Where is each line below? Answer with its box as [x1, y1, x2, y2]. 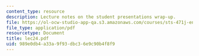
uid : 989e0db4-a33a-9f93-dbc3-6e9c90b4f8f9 [6, 41, 115, 47]
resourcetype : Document [6, 30, 65, 36]
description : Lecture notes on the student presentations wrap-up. [6, 14, 176, 20]
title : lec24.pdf [6, 36, 49, 41]
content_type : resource [6, 8, 65, 15]
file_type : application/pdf [6, 24, 76, 31]
